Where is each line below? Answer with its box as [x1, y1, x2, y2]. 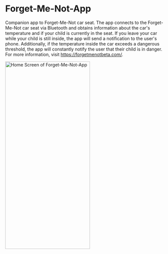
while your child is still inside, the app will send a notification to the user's [5, 35, 157, 41]
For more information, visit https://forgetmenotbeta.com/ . [5, 51, 123, 57]
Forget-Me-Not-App [5, 3, 91, 14]
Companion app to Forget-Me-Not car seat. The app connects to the [5, 19, 147, 25]
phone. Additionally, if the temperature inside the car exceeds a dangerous [5, 40, 159, 46]
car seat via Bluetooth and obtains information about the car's [22, 24, 150, 30]
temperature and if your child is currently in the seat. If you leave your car [5, 30, 157, 36]
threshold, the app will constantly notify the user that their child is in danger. [5, 46, 162, 52]
